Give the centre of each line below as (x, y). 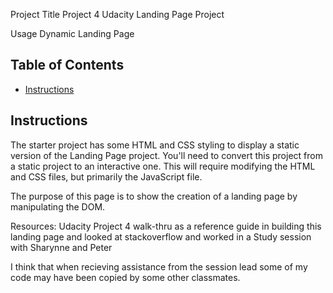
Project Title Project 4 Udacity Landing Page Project (117, 14)
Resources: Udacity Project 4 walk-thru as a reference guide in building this (166, 226)
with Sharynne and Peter (61, 247)
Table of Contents (67, 65)
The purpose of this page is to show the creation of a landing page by (154, 196)
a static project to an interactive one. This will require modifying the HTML (163, 166)
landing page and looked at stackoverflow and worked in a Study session (161, 236)
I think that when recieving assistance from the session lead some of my (159, 266)
